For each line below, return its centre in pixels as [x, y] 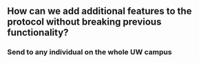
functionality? [38, 33]
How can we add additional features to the [99, 11]
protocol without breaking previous [84, 22]
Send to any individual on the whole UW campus [90, 52]
